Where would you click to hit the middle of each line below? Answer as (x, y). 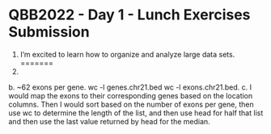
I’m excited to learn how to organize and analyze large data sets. (127, 54)
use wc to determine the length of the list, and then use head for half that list (136, 113)
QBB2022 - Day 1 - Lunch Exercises (129, 15)
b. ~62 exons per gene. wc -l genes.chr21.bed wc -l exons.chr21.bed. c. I (130, 87)
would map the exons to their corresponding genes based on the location (131, 95)
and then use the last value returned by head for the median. (109, 121)
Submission (49, 32)
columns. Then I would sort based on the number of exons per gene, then (131, 104)
